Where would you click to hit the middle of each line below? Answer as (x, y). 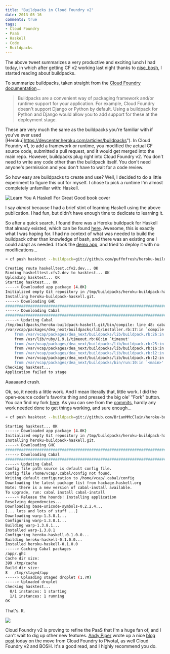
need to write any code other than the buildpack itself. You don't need (78, 162)
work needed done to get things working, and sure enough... (68, 408)
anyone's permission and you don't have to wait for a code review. (74, 167)
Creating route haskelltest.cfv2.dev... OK (52, 268)
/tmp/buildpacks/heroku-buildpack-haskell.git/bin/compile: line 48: (80, 325)
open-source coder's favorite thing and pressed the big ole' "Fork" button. (83, 397)
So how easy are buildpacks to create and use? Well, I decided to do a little (83, 177)
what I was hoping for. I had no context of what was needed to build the (80, 234)
